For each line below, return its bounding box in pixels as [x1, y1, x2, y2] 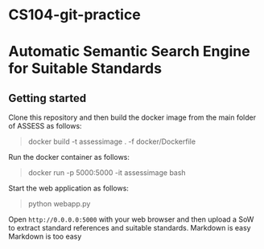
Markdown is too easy [8, 231, 82, 242]
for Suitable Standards [8, 59, 163, 78]
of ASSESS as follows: [8, 121, 82, 131]
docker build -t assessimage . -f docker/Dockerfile [27, 137, 196, 146]
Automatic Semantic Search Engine [8, 43, 251, 61]
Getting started [8, 91, 87, 105]
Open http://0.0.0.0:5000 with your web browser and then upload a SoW [8, 214, 254, 224]
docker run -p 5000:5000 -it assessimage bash [27, 168, 187, 178]
